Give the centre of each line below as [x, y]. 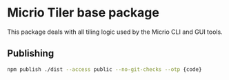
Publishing [31, 53]
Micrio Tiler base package [83, 13]
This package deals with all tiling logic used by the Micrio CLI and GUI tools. [115, 32]
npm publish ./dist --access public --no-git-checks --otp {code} [104, 69]
